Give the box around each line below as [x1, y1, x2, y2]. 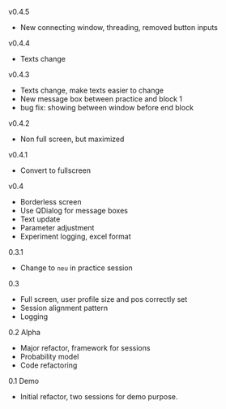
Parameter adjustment [19, 223, 95, 232]
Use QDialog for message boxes [19, 206, 128, 215]
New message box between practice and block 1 [19, 94, 182, 104]
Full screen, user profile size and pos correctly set [19, 295, 188, 304]
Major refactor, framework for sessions [19, 343, 151, 352]
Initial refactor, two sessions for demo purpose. [19, 392, 178, 401]
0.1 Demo [8, 377, 39, 385]
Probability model [19, 352, 79, 361]
